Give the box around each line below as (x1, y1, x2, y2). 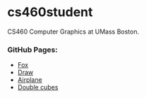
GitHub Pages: (7, 45, 58, 55)
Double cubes (17, 83, 59, 92)
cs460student (7, 4, 93, 20)
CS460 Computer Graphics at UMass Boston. (7, 27, 140, 36)
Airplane (17, 76, 42, 84)
